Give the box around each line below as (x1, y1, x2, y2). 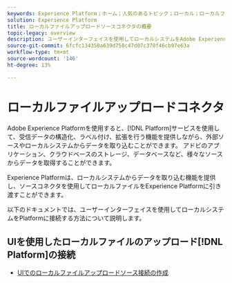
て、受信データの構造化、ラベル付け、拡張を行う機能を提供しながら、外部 (7, 132, 219, 140)
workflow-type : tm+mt (7, 49, 70, 56)
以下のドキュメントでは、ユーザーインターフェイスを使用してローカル (7, 205, 206, 213)
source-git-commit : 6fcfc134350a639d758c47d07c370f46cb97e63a (7, 42, 190, 49)
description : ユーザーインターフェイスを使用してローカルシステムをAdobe (7, 36, 196, 43)
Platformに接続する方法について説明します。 (19, 214, 146, 222)
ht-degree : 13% (7, 62, 51, 69)
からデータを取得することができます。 (7, 158, 116, 167)
